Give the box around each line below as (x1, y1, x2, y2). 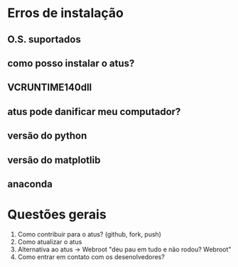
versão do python (7, 130, 87, 142)
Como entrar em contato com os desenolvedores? (17, 252, 165, 261)
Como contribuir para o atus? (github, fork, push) (17, 229, 162, 239)
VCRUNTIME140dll (7, 82, 92, 94)
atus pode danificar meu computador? (7, 105, 181, 118)
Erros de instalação (7, 5, 124, 21)
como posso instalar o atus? (7, 57, 135, 69)
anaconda (7, 178, 53, 190)
